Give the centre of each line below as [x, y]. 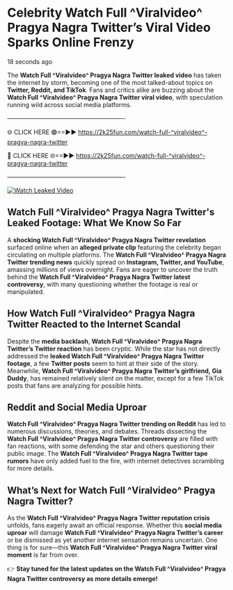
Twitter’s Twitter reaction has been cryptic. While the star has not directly [114, 349]
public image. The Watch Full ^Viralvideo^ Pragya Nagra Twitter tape [107, 454]
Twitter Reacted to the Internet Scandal [94, 325]
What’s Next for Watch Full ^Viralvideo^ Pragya [111, 490]
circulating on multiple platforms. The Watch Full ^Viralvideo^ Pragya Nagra [117, 255]
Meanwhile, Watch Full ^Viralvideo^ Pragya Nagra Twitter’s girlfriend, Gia [115, 371]
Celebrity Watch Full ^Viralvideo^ [105, 13]
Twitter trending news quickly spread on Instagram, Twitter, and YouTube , [116, 262]
